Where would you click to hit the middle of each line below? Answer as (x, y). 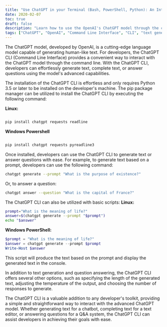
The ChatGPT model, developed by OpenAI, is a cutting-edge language (78, 47)
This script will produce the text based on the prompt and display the (76, 258)
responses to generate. (29, 288)
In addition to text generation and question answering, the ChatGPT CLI (78, 273)
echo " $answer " (21, 221)
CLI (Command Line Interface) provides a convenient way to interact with (80, 57)
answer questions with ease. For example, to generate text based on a (77, 160)
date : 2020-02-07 (23, 14)
